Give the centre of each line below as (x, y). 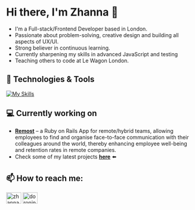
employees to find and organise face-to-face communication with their (102, 137)
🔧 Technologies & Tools (50, 79)
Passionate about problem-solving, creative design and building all (97, 35)
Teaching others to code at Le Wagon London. (72, 60)
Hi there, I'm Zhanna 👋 (62, 12)
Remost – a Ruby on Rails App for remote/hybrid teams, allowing (94, 130)
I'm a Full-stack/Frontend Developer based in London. (81, 29)
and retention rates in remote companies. (65, 150)
